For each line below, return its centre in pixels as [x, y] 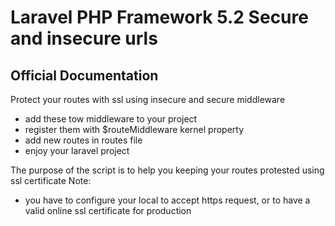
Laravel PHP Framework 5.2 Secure [159, 17]
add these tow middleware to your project [111, 119]
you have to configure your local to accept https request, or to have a [167, 200]
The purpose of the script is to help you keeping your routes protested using [167, 170]
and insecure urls [84, 38]
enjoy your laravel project [77, 150]
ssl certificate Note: [51, 180]
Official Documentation [84, 75]
